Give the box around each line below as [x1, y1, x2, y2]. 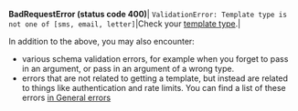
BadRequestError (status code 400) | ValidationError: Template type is [8, 9, 287, 19]
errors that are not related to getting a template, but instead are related [21, 73, 289, 84]
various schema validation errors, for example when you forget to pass [21, 54, 289, 64]
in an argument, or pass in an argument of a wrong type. [21, 64, 235, 74]
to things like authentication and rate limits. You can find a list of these [21, 83, 286, 93]
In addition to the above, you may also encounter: [8, 36, 196, 46]
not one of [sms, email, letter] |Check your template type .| [8, 18, 241, 29]
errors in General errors [21, 92, 112, 103]
